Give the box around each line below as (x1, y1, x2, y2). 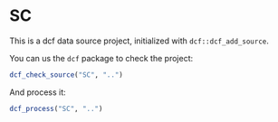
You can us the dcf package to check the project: (9, 52, 193, 63)
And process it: (9, 87, 66, 98)
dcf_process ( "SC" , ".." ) (9, 104, 103, 113)
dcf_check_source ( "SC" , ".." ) (9, 70, 124, 80)
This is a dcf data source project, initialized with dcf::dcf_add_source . (9, 35, 270, 46)
